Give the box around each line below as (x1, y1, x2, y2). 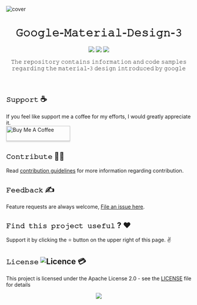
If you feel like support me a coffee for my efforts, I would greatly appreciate (6, 112, 191, 120)
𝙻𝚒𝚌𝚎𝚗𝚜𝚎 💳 (6, 256, 86, 266)
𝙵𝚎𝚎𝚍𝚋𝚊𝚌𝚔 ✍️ (6, 184, 55, 194)
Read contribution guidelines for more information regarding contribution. (6, 167, 184, 174)
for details (6, 281, 31, 288)
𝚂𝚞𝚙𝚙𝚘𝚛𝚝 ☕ (6, 94, 47, 104)
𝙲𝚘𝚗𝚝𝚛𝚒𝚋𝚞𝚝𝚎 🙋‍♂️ (6, 151, 65, 161)
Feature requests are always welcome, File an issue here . (6, 203, 145, 210)
